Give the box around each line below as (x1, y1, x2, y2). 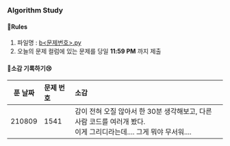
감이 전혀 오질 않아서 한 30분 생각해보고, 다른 (75, 107, 212, 117)
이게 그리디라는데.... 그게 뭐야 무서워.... (75, 127, 192, 137)
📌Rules (7, 23, 28, 31)
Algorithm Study (7, 5, 64, 15)
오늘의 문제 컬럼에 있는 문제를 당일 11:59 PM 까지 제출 (16, 47, 162, 56)
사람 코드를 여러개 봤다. (75, 117, 146, 127)
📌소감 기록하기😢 (7, 64, 53, 72)
